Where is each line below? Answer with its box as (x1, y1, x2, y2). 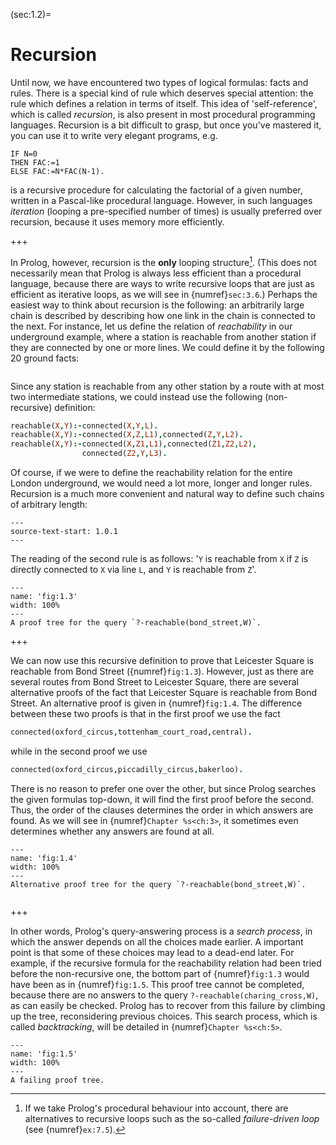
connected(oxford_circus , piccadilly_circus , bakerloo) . (10, 764, 244, 774)
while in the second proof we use (10, 745, 148, 757)
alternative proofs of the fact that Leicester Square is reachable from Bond (10, 687, 317, 699)
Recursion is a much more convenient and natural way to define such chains (10, 488, 325, 500)
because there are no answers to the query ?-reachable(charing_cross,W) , (10, 989, 319, 1001)
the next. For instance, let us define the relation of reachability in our (10, 320, 293, 332)
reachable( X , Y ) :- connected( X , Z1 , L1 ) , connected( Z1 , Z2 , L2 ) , (10, 439, 257, 449)
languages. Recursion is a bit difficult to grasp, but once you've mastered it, (10, 119, 322, 131)
